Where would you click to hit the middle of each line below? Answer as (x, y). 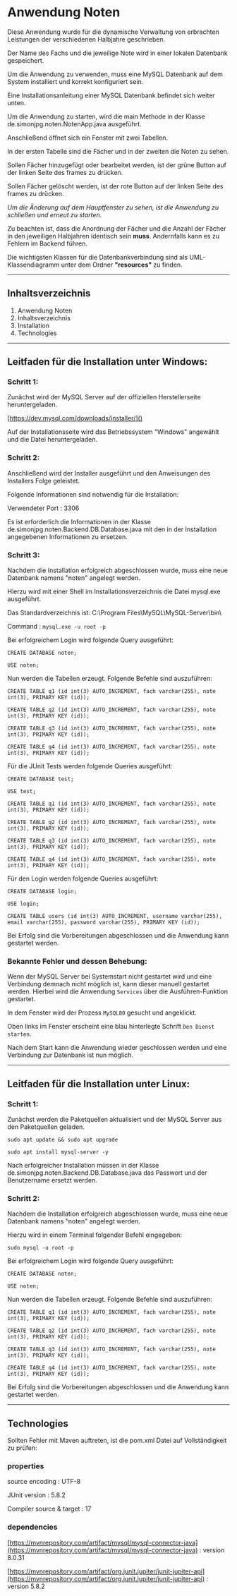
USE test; (22, 792)
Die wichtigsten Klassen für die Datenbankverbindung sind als (98, 257)
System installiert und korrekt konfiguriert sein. (75, 81)
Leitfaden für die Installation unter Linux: (99, 1084)
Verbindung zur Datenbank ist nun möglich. (71, 1055)
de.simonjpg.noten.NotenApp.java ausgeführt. (75, 123)
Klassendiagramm (34, 265)
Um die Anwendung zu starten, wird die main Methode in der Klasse (107, 116)
